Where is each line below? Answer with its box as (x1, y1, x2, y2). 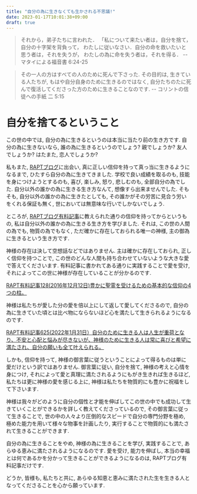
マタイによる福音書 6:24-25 (20, 58, 88, 65)
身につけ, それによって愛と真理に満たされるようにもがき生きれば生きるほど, (6, 371, 191, 378)
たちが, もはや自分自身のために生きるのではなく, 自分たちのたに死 (31, 78, 192, 85)
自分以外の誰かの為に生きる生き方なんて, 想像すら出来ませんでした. (14, 186, 178, 193)
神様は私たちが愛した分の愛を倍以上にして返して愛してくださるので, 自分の (6, 302, 189, 309)
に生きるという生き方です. (6, 235, 69, 242)
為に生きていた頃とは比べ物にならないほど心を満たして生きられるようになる (6, 309, 192, 316)
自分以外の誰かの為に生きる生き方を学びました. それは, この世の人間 (24, 220, 190, 227)
